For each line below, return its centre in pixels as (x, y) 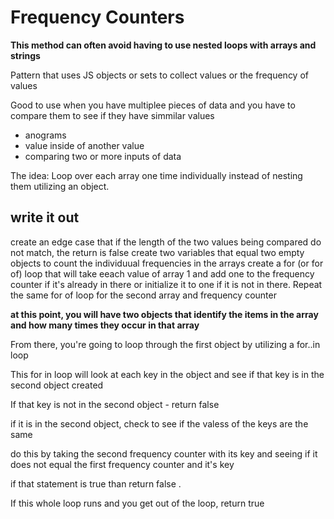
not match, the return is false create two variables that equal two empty (157, 252)
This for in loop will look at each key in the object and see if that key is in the (167, 374)
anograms (45, 135)
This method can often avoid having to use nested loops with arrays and (163, 45)
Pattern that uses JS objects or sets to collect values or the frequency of (159, 75)
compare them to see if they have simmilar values (112, 115)
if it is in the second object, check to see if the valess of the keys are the (159, 423)
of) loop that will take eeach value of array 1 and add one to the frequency (162, 273)
